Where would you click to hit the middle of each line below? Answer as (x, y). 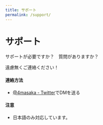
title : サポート (21, 10)
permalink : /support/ (28, 15)
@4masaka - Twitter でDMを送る (46, 92)
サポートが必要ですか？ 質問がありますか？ (52, 57)
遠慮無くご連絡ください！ (32, 67)
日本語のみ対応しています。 (41, 117)
